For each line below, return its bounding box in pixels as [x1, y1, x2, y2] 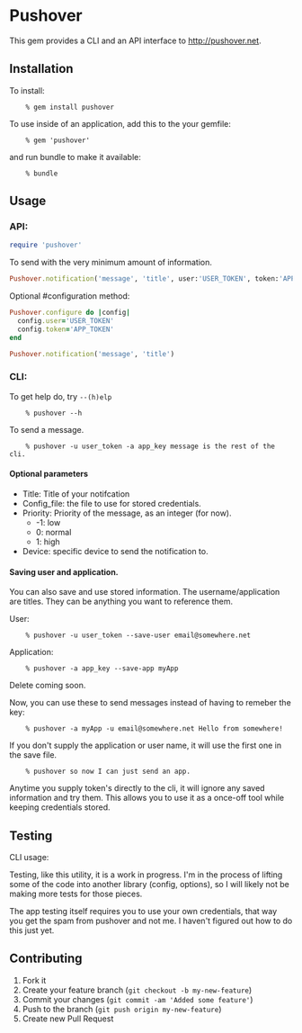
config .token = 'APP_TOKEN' [17, 325, 115, 334]
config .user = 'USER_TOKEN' [17, 317, 115, 326]
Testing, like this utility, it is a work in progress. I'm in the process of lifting [9, 869, 283, 880]
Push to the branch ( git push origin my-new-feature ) [22, 1003, 222, 1014]
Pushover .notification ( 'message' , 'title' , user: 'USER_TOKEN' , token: [9, 274, 280, 283]
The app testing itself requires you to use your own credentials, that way [9, 906, 278, 917]
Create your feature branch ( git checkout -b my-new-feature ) [22, 984, 253, 995]
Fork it [22, 975, 47, 985]
